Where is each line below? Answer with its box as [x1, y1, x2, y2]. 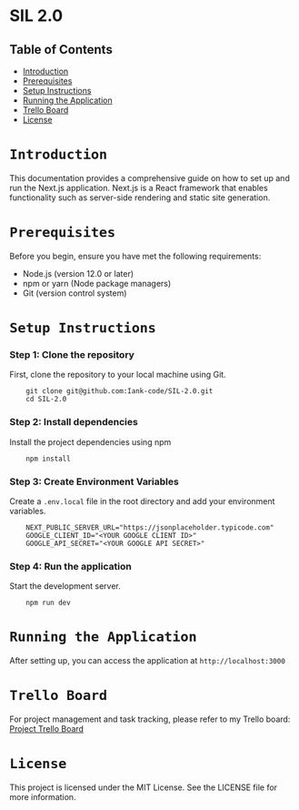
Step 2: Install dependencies [9, 416, 138, 429]
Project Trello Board [9, 724, 85, 734]
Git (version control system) [22, 288, 127, 299]
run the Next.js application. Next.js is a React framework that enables [9, 182, 268, 193]
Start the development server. [9, 581, 121, 592]
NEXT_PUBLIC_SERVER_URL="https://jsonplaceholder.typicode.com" [25, 522, 274, 532]
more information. [9, 792, 76, 803]
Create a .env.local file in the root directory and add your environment [9, 495, 275, 506]
